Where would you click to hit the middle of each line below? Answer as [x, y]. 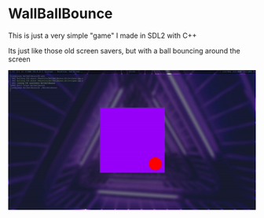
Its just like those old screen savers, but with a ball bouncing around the [125, 50]
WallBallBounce [60, 14]
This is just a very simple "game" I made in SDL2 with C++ [103, 35]
